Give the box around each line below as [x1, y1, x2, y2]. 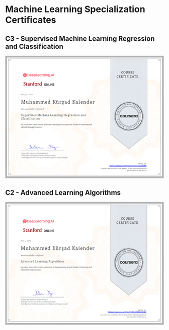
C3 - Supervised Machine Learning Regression [5, 34, 155, 43]
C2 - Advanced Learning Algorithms [5, 188, 121, 197]
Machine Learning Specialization [5, 4, 145, 15]
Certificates [5, 14, 56, 26]
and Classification [5, 42, 64, 51]
